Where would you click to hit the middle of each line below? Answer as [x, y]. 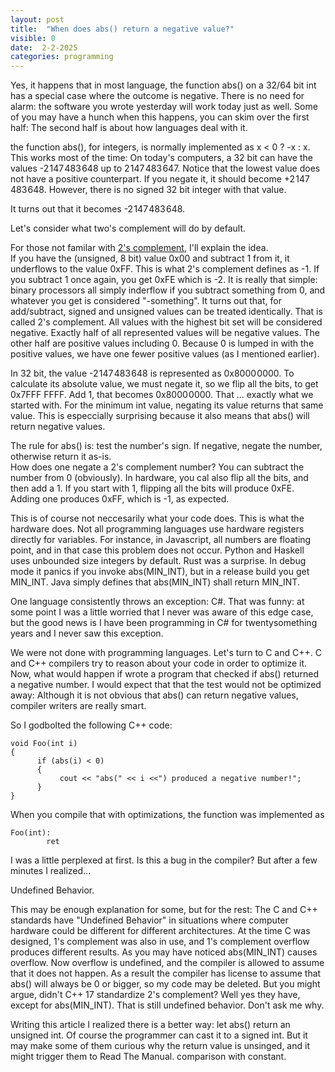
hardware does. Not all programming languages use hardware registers [157, 529]
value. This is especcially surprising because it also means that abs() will [160, 416]
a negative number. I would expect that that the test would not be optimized [166, 685]
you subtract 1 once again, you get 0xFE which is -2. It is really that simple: [164, 280]
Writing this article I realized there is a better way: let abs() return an [150, 1025]
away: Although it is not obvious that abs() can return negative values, [154, 695]
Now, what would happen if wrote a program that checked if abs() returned [165, 674]
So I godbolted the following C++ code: [91, 725]
